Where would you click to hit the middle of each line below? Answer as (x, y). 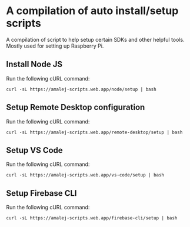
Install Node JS (34, 64)
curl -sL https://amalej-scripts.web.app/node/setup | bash (81, 89)
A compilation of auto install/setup (92, 11)
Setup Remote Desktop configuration (76, 107)
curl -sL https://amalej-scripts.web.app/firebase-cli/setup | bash (92, 218)
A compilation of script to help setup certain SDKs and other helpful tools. (95, 39)
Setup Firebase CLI (41, 193)
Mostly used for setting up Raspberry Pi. (55, 46)
